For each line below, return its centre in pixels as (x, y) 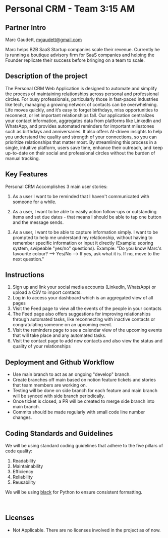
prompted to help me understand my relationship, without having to (82, 237)
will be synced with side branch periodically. (59, 396)
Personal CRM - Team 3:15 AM (70, 9)
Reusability (24, 482)
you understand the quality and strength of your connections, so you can (81, 137)
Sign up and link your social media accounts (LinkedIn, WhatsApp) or (84, 287)
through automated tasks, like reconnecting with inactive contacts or (84, 319)
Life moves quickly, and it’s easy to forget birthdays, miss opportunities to (82, 110)
